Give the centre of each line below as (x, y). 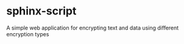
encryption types (28, 34)
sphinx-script (41, 11)
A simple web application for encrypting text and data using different (93, 28)
